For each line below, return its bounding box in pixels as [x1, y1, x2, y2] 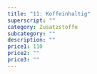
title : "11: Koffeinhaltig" [7, 10, 91, 18]
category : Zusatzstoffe [7, 23, 78, 30]
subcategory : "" [7, 30, 56, 37]
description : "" [7, 37, 56, 44]
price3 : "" [7, 56, 40, 63]
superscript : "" [7, 17, 56, 24]
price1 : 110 [7, 43, 43, 50]
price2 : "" [7, 50, 40, 57]
